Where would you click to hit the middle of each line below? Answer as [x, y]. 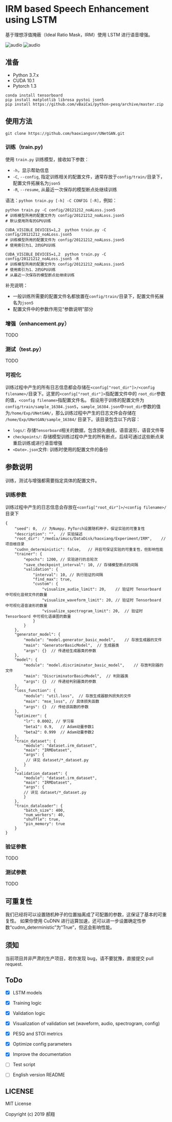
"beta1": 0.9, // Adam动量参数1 [59, 727]
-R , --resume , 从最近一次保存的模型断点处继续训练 [65, 189]
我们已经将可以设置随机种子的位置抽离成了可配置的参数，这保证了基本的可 [84, 915]
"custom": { [45, 584]
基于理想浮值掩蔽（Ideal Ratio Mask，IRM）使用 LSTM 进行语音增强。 [79, 34]
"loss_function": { [35, 690]
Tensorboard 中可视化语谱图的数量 [38, 616]
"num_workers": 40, [45, 815]
